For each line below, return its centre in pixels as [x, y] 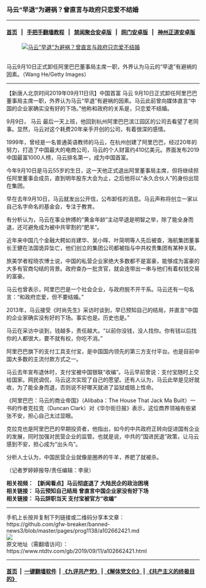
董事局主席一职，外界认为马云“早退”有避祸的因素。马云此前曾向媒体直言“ [99, 101]
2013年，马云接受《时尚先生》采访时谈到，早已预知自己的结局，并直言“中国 [102, 310]
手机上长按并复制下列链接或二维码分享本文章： [65, 517]
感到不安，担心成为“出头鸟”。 [44, 444]
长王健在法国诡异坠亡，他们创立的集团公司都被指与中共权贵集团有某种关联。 [103, 248]
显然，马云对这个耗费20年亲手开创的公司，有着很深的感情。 [93, 129]
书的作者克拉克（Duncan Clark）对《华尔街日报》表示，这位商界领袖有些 [99, 408]
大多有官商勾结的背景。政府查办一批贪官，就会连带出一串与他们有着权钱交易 [103, 269]
